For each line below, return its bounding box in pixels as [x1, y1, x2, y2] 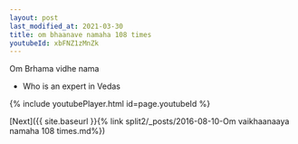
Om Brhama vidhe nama [9, 63, 100, 74]
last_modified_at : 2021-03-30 [9, 22, 124, 31]
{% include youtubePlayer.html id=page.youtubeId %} [9, 99, 211, 110]
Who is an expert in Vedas [22, 81, 120, 91]
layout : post [9, 13, 59, 23]
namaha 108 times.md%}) [9, 126, 106, 137]
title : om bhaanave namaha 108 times [9, 30, 152, 39]
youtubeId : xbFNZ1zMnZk [9, 38, 100, 48]
